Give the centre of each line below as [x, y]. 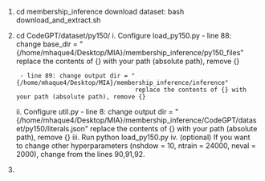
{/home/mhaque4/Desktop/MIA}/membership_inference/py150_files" [130, 52]
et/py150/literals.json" [52, 129]
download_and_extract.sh [58, 20]
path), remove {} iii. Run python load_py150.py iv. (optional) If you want [133, 137]
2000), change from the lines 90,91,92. [80, 154]
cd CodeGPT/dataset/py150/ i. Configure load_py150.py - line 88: [124, 36]
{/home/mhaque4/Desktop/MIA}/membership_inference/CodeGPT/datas [136, 120]
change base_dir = [47, 44]
